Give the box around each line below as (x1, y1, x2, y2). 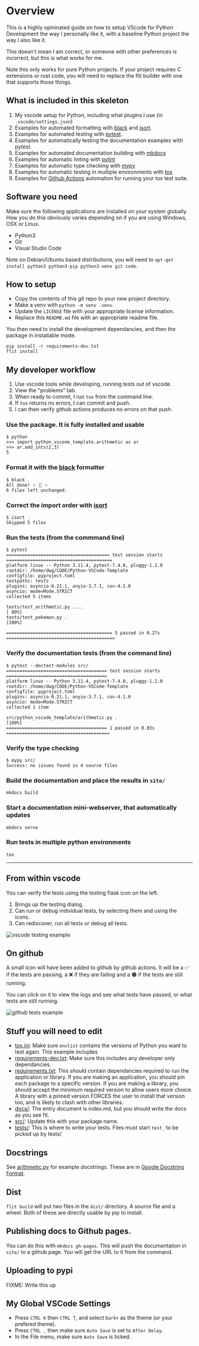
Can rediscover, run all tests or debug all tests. (14, 919, 129, 926)
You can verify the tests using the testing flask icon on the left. (6, 889, 159, 896)
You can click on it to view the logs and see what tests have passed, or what (6, 991, 192, 998)
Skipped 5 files (6, 520, 46, 526)
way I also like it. (6, 36, 46, 43)
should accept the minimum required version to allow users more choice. (14, 1086, 193, 1093)
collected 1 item (6, 704, 49, 710)
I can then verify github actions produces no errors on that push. (14, 406, 173, 413)
